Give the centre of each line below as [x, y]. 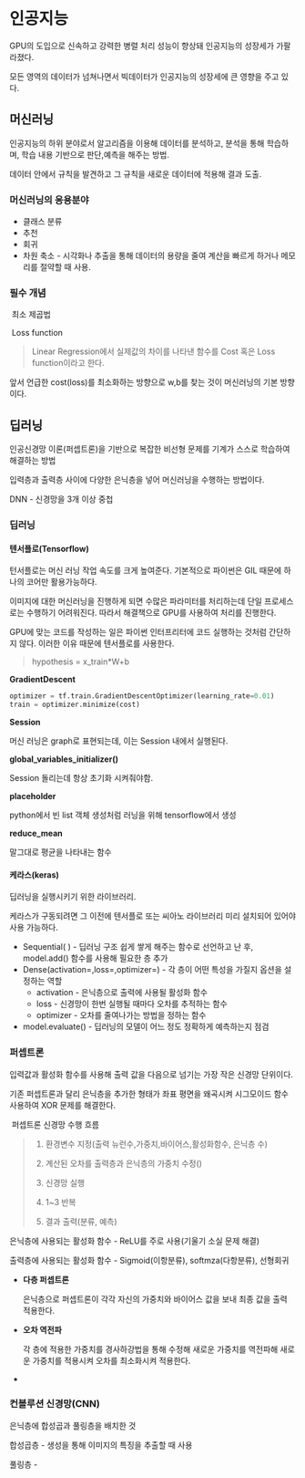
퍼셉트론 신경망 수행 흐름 [56, 1124]
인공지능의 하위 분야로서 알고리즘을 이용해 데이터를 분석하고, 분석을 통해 [137, 143]
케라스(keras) [34, 874]
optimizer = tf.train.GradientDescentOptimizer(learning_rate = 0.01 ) [142, 696]
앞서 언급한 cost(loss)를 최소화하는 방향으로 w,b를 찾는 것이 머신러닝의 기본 [144, 382]
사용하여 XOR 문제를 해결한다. [63, 1105]
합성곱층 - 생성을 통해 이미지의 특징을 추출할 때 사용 [101, 1445]
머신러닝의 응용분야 [49, 200]
